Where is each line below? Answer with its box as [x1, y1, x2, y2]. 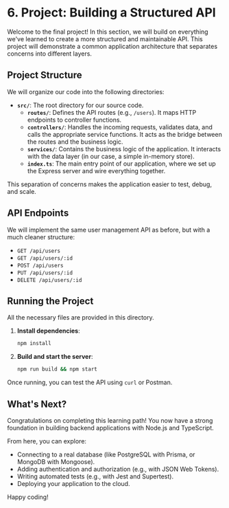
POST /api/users [16, 262, 64, 269]
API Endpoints [7, 208, 69, 219]
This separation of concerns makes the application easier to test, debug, [7, 180, 213, 188]
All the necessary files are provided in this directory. [7, 313, 154, 322]
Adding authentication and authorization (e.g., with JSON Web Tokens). [16, 465, 219, 473]
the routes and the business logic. [27, 137, 123, 146]
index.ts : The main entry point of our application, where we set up [27, 159, 216, 168]
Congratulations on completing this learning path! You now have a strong [7, 416, 213, 424]
